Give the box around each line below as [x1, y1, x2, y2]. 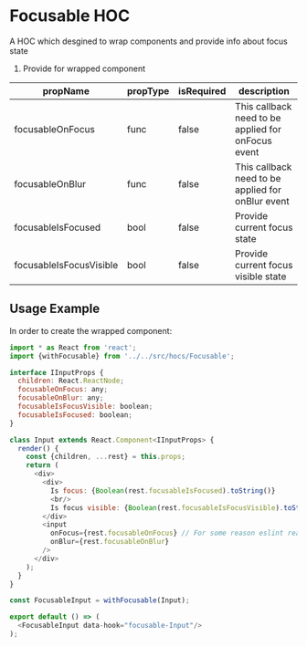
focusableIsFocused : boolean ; [17, 410, 132, 420]
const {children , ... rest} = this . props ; [26, 453, 185, 462]
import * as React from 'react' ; [9, 343, 137, 352]
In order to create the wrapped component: [9, 325, 173, 336]
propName [42, 84, 90, 97]
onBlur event [234, 194, 290, 207]
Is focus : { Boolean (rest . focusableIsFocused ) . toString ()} [49, 485, 276, 496]
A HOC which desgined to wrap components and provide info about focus [9, 36, 288, 47]
